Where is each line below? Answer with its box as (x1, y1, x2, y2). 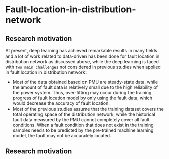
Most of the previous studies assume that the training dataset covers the (12, 106, 164, 112)
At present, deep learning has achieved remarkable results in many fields (5, 48, 158, 54)
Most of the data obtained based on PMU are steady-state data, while (12, 79, 158, 85)
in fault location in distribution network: (5, 69, 87, 75)
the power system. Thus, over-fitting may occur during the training (12, 90, 152, 95)
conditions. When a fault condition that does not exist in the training (12, 122, 154, 128)
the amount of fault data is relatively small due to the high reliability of (12, 84, 158, 90)
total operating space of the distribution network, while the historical (12, 111, 155, 117)
